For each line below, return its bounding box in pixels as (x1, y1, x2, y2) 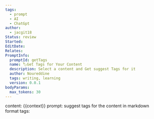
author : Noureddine (9, 71, 50, 76)
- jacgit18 (9, 30, 32, 35)
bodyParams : (5, 85, 30, 90)
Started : (5, 39, 23, 44)
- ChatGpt (9, 21, 30, 26)
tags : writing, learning (9, 76, 61, 81)
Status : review (5, 35, 37, 40)
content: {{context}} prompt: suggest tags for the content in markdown (5, 103, 150, 109)
